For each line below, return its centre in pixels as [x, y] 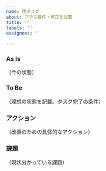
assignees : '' [23, 33]
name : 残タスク [23, 11]
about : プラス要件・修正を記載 [39, 17]
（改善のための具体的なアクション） [50, 132]
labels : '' [19, 28]
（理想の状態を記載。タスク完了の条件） [55, 101]
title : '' [18, 22]
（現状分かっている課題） [37, 162]
